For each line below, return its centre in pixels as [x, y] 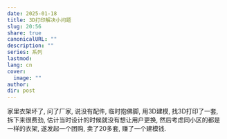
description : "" [30, 46]
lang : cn [20, 65]
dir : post [21, 91]
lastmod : [20, 59]
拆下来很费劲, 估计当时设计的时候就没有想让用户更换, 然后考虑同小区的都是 [113, 120]
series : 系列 [25, 53]
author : [18, 84]
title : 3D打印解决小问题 [39, 20]
